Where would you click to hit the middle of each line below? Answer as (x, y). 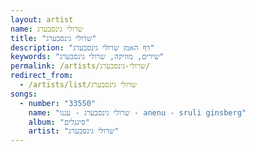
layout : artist (42, 19)
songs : (24, 94)
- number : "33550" (58, 103)
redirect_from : (42, 76)
